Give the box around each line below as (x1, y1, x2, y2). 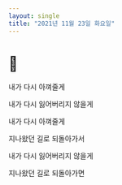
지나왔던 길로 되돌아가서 (8, 134, 85, 144)
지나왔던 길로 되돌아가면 (8, 168, 85, 179)
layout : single (8, 11, 60, 20)
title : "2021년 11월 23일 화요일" (8, 19, 115, 28)
